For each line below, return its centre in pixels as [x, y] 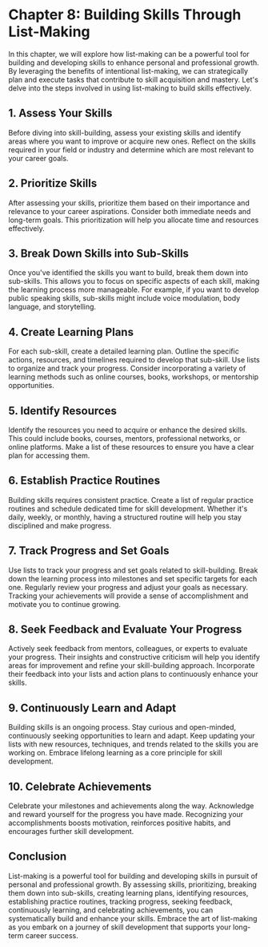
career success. [52, 935]
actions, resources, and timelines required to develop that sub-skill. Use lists [134, 360]
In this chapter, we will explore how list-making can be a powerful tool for [129, 54]
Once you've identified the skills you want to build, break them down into [128, 273]
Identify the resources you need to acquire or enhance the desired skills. [128, 430]
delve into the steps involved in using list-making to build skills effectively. [130, 88]
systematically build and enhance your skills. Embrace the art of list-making [133, 918]
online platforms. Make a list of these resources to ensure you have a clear [131, 447]
